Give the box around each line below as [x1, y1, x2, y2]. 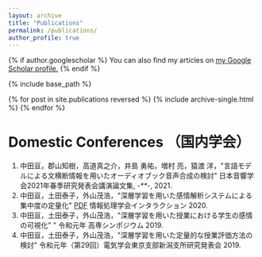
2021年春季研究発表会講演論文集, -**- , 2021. [26, 181, 172, 190]
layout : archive [8, 11, 62, 20]
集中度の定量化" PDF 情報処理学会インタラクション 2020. [19, 201, 208, 210]
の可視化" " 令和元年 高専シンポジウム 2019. [19, 221, 164, 230]
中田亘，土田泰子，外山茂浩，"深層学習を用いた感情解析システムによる [19, 191, 252, 201]
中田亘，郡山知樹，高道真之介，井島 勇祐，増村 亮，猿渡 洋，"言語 [19, 161, 238, 171]
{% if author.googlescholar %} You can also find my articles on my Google [8, 56, 252, 65]
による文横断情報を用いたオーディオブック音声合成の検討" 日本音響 [26, 171, 248, 181]
